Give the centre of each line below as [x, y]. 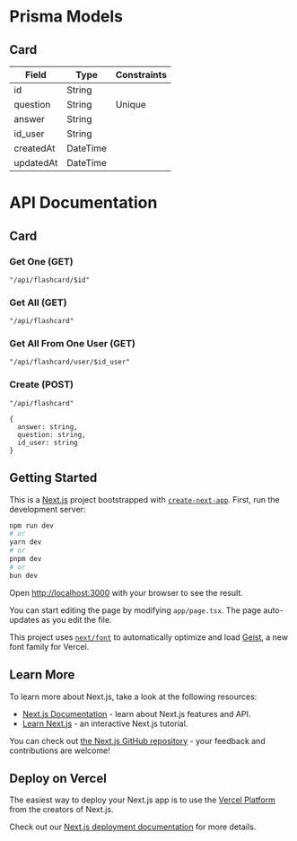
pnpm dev [26, 559]
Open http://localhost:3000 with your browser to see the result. [127, 592]
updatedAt [36, 163]
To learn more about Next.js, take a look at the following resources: [133, 696]
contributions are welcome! [60, 750]
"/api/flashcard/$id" [50, 280]
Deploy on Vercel [58, 778]
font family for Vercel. [49, 646]
